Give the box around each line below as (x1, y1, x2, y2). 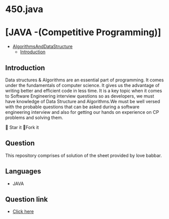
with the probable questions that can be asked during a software (5, 104, 140, 110)
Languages (5, 167, 41, 176)
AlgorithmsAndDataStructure (12, 43, 73, 50)
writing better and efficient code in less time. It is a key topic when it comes (5, 87, 162, 94)
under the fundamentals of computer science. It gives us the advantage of (5, 82, 160, 88)
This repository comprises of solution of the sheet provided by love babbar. (5, 152, 162, 158)
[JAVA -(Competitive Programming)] (5, 27, 161, 38)
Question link (5, 195, 48, 203)
